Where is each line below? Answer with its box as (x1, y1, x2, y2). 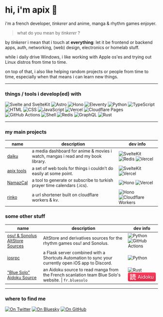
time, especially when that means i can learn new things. (5, 74, 118, 79)
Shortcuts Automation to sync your (43, 255, 113, 261)
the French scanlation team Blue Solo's (43, 272, 121, 278)
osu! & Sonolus (7, 232, 37, 238)
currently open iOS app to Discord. (43, 260, 113, 266)
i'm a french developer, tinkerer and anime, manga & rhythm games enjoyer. (5, 20, 157, 26)
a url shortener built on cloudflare (32, 192, 98, 198)
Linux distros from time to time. (5, 59, 67, 65)
